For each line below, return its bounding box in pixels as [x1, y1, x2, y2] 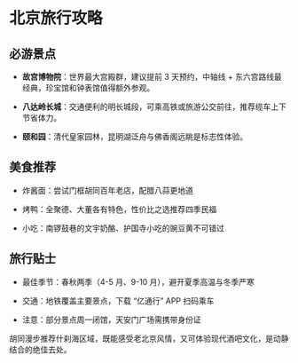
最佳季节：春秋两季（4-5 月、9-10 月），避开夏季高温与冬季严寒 [21, 276, 255, 287]
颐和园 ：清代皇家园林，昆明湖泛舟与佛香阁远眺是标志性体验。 [21, 131, 248, 142]
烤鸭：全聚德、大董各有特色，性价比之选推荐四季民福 [21, 203, 217, 214]
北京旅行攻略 [9, 8, 104, 28]
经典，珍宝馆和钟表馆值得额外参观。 [21, 83, 155, 93]
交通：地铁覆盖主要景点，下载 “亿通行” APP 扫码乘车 [21, 295, 215, 306]
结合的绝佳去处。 [9, 343, 72, 355]
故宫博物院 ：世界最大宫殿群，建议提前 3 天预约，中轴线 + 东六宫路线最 [21, 72, 282, 82]
